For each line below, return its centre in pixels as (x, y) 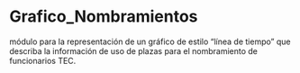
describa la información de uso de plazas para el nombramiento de (134, 50)
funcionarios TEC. (43, 60)
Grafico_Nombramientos (104, 17)
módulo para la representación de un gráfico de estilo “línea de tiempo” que (150, 41)
